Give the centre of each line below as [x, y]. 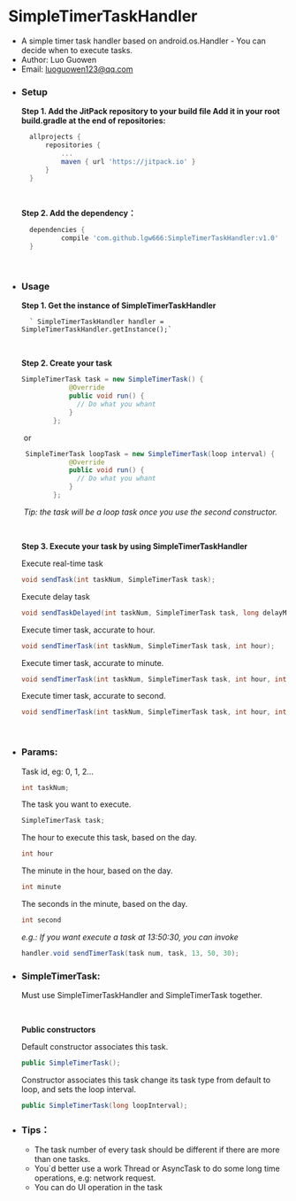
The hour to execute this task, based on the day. [109, 838]
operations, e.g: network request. [95, 1178]
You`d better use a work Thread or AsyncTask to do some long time [157, 1169]
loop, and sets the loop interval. [78, 1089]
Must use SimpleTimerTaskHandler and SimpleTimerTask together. [141, 996]
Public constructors [58, 1030]
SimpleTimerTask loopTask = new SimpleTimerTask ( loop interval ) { [150, 453]
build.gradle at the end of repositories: [93, 120]
